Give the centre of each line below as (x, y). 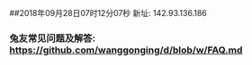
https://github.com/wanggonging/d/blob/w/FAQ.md (126, 50)
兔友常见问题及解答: (53, 38)
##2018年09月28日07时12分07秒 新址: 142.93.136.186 (108, 13)
